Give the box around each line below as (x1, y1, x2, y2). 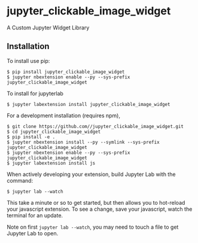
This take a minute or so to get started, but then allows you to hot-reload (7, 199, 185, 206)
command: (7, 177, 33, 184)
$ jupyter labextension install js (7, 160, 96, 166)
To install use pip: (7, 57, 50, 64)
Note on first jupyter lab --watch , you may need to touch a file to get (7, 223, 179, 230)
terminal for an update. (7, 211, 63, 219)
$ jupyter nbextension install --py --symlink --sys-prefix (7, 139, 160, 145)
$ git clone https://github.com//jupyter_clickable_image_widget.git (7, 123, 184, 129)
